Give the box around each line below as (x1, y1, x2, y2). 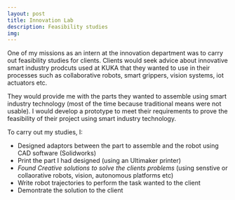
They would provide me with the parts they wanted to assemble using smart (7, 92, 227, 101)
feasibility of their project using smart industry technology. (7, 115, 177, 123)
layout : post (7, 10, 46, 17)
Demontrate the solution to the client (17, 186, 123, 194)
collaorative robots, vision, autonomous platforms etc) (17, 171, 174, 180)
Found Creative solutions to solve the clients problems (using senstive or (17, 164, 228, 172)
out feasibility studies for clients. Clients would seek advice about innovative (7, 57, 228, 65)
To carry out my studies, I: (7, 128, 83, 136)
